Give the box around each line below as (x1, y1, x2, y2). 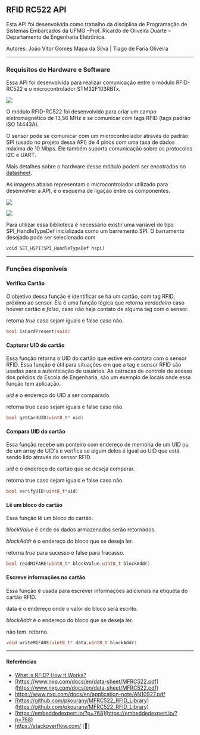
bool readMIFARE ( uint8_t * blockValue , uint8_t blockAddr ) (6, 561, 151, 567)
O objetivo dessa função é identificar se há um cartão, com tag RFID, (6, 293, 176, 300)
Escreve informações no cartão (6, 573, 86, 581)
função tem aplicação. (6, 380, 61, 388)
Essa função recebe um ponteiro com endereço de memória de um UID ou (6, 441, 189, 448)
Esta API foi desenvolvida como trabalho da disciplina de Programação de (6, 20, 187, 27)
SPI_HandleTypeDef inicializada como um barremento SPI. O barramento (6, 227, 185, 235)
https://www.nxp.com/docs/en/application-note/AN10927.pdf (14, 690, 165, 697)
